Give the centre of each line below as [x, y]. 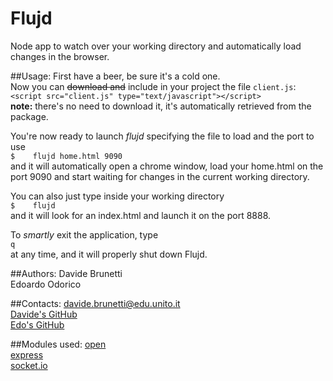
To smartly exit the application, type [84, 234]
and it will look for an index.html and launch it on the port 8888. [141, 215]
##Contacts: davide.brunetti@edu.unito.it [95, 303]
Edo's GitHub [37, 324]
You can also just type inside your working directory [117, 196]
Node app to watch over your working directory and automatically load [156, 46]
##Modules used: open [58, 344]
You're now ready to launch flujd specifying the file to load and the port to [162, 136]
